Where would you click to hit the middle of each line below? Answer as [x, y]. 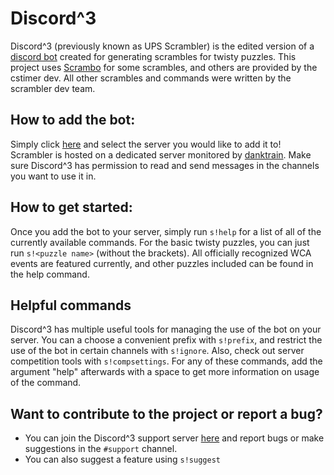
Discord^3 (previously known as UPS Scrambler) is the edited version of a [162, 46]
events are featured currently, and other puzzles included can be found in [162, 263]
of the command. [46, 383]
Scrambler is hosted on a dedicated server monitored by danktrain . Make [161, 154]
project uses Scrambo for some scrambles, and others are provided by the [164, 67]
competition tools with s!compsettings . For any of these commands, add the [166, 361]
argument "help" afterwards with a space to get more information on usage [165, 372]
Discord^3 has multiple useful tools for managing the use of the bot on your [166, 329]
